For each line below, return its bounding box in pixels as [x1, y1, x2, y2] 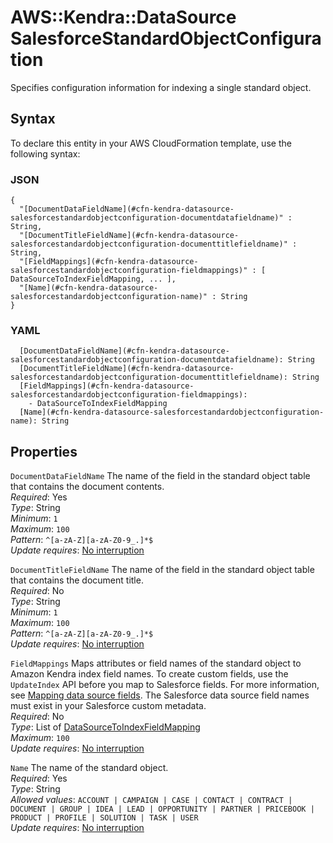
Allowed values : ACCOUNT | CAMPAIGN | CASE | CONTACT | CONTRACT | [10, 794, 293, 806]
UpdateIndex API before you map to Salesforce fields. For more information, [10, 679, 320, 691]
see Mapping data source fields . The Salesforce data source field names [10, 689, 310, 701]
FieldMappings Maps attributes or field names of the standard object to [10, 657, 302, 670]
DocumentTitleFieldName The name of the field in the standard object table [10, 564, 315, 576]
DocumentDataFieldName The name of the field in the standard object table [10, 470, 311, 482]
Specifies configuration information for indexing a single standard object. [10, 81, 312, 93]
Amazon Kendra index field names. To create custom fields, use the [10, 668, 289, 680]
